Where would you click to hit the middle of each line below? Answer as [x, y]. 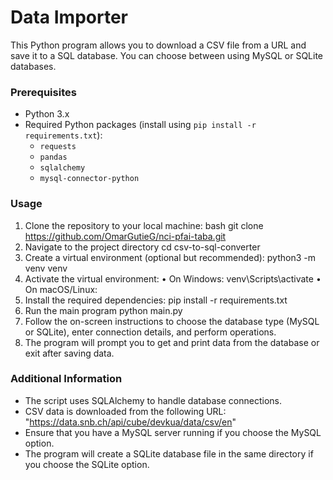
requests [58, 147]
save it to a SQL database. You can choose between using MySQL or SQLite [167, 55]
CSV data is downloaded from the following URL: [125, 411]
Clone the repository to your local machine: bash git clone [144, 225]
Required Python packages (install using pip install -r [140, 125]
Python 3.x [47, 114]
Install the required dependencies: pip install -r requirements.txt [156, 300]
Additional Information [66, 379]
